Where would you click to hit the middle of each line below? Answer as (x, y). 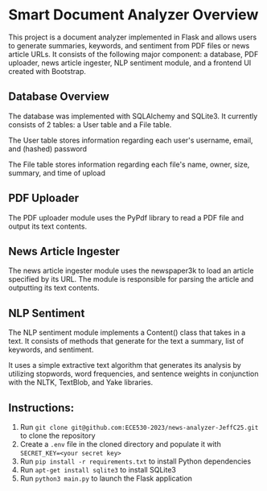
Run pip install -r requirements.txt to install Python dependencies (136, 461)
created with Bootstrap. (47, 71)
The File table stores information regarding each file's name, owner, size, (129, 164)
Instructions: (41, 408)
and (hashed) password (47, 149)
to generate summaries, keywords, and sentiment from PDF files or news (129, 45)
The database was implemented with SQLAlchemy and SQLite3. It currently (133, 116)
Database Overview (59, 97)
